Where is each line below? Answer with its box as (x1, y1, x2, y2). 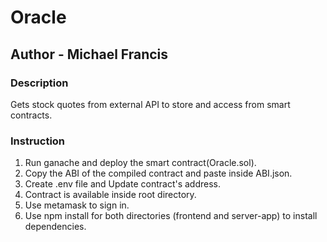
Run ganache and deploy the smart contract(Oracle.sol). (24, 157, 257, 169)
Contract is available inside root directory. (24, 189, 197, 201)
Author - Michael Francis (10, 46, 169, 63)
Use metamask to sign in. (24, 199, 130, 211)
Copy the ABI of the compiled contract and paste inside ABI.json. (24, 167, 293, 180)
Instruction (10, 134, 66, 148)
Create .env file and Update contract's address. (24, 178, 222, 190)
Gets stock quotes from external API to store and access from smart (10, 98, 291, 110)
